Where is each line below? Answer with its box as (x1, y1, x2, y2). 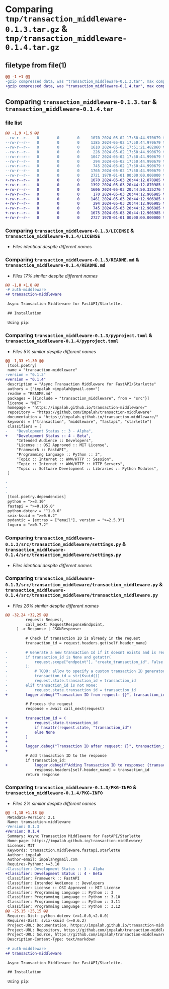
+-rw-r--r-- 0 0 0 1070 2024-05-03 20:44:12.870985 (5, 178, 161, 183)
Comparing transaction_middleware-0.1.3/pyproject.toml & (5, 332, 152, 339)
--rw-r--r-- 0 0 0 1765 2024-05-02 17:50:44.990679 (5, 168, 161, 174)
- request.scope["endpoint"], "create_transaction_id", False (5, 660, 163, 665)
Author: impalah (7, 852, 42, 857)
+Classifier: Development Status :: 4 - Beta (5, 871, 102, 876)
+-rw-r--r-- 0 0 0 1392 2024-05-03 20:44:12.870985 (5, 182, 161, 187)
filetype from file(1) (5, 61, 67, 69)
